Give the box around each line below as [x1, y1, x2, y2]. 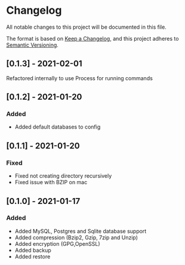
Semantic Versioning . [6, 41, 58, 48]
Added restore [14, 252, 51, 260]
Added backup [14, 246, 52, 254]
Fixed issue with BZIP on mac [14, 179, 88, 186]
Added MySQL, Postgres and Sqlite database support [14, 227, 147, 234]
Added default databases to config [14, 123, 101, 130]
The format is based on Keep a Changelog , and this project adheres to [6, 35, 179, 42]
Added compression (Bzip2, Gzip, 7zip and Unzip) [14, 234, 138, 241]
